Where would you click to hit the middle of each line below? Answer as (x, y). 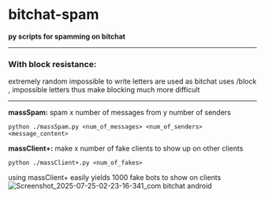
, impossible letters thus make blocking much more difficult (104, 90)
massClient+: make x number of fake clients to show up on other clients (126, 148)
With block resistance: (52, 64)
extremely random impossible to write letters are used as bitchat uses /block (132, 81)
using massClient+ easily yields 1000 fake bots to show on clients (115, 177)
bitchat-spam (54, 15)
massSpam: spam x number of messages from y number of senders (119, 113)
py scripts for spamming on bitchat (67, 36)
